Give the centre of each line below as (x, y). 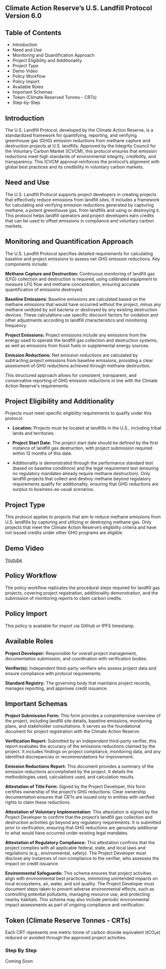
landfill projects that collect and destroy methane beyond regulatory (82, 479)
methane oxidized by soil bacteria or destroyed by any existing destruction (81, 310)
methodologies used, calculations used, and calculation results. (70, 777)
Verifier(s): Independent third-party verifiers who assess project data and (81, 668)
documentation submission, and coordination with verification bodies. (76, 658)
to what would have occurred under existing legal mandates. (67, 833)
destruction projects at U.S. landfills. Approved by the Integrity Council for (81, 146)
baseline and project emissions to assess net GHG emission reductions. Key (83, 259)
